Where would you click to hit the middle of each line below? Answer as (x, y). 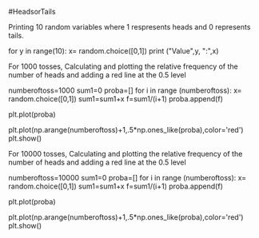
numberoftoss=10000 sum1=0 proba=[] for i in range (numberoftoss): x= (127, 178)
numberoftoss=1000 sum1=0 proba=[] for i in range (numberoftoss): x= (125, 90)
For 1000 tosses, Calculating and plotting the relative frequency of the (123, 66)
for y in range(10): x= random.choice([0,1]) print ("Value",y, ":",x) (114, 51)
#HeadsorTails (32, 12)
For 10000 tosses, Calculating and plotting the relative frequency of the (126, 154)
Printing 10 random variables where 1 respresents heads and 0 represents (129, 27)
